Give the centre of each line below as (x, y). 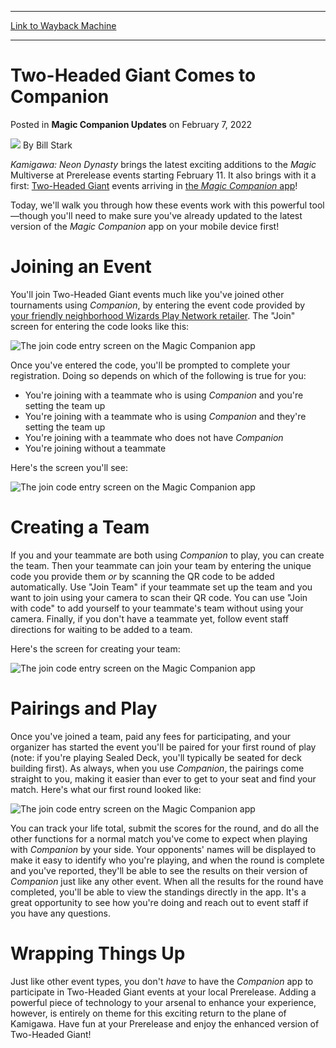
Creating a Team (80, 527)
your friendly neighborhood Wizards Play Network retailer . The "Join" (153, 315)
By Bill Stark (47, 145)
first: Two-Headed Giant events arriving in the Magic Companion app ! (154, 185)
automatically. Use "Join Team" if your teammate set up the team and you (161, 587)
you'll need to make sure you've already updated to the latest (176, 215)
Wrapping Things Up (98, 953)
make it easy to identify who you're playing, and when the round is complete (167, 860)
